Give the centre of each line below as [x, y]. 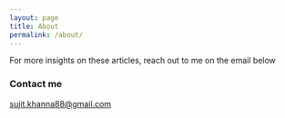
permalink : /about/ [46, 34]
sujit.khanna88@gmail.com [61, 103]
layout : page [34, 18]
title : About [34, 26]
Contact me [36, 84]
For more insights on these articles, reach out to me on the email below [142, 61]
